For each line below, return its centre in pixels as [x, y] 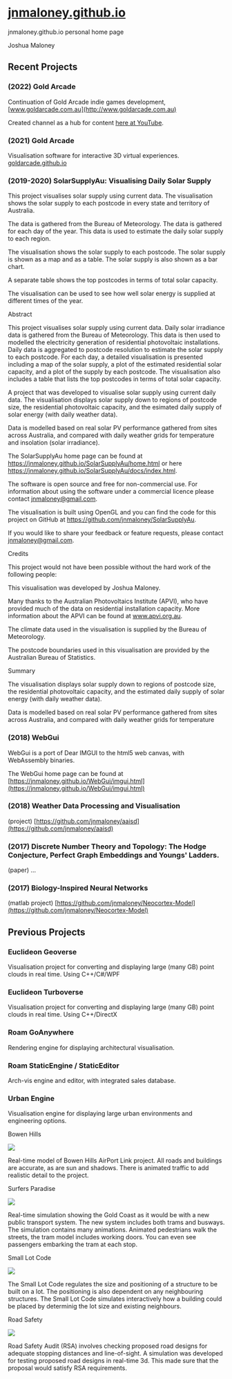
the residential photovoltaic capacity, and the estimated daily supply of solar [116, 692]
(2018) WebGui [33, 738]
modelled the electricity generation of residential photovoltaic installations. [114, 342]
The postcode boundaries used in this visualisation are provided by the [109, 650]
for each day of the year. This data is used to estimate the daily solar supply [116, 231]
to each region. [29, 239]
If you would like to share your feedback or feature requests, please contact [116, 533]
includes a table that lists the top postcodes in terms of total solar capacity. [115, 379]
